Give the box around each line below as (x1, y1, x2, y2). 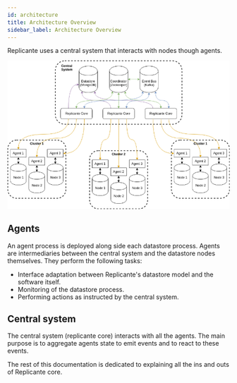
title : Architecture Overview (7, 18, 97, 26)
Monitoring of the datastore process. (17, 285, 125, 293)
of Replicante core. (7, 367, 63, 377)
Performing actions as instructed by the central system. (17, 293, 179, 301)
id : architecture (7, 11, 59, 18)
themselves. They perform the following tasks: (7, 256, 142, 265)
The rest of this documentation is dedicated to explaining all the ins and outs (7, 360, 229, 369)
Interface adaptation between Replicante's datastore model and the (17, 270, 214, 279)
